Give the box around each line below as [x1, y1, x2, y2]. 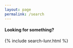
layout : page [4, 7, 31, 12]
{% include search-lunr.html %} [4, 38, 69, 44]
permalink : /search [4, 12, 45, 17]
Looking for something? [4, 27, 54, 33]
